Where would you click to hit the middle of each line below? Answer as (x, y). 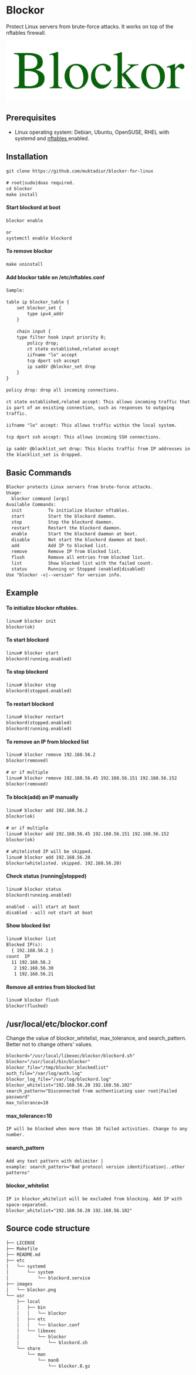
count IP (18, 957)
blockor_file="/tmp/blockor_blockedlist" (58, 1068)
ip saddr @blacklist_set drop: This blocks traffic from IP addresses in (98, 449)
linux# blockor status (34, 889)
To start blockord (27, 640)
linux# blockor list (31, 939)
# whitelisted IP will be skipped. (50, 852)
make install (22, 194)
